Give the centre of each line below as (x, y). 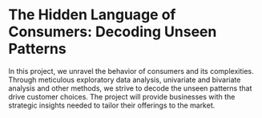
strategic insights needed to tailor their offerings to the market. (112, 105)
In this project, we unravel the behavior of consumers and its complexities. (131, 71)
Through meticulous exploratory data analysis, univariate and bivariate (125, 79)
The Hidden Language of (92, 15)
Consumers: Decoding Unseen (113, 32)
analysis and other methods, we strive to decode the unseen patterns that (130, 88)
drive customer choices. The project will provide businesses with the (122, 96)
